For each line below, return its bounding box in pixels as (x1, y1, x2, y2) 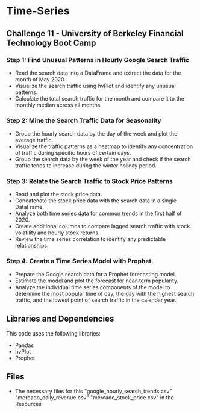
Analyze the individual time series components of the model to (14, 283, 170, 290)
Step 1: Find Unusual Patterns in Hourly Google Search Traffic (6, 55, 190, 64)
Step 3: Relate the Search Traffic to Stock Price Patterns (6, 177, 173, 186)
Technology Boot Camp (6, 37, 96, 48)
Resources (14, 401, 42, 408)
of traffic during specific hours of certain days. (14, 149, 131, 157)
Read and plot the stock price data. (14, 191, 102, 198)
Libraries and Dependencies (6, 314, 114, 324)
